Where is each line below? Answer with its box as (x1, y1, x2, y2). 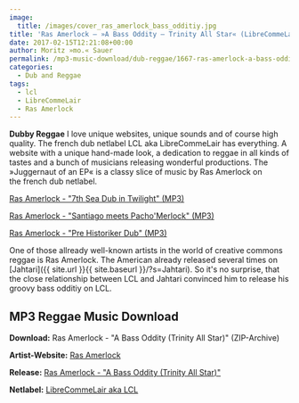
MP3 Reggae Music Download (9, 308, 180, 324)
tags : (9, 79, 29, 88)
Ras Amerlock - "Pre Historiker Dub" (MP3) (9, 228, 167, 239)
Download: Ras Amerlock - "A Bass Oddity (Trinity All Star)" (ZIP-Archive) (9, 333, 280, 343)
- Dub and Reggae (17, 71, 82, 80)
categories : (9, 63, 53, 72)
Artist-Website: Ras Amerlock (9, 350, 122, 361)
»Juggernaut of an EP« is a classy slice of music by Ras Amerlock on (9, 167, 263, 177)
